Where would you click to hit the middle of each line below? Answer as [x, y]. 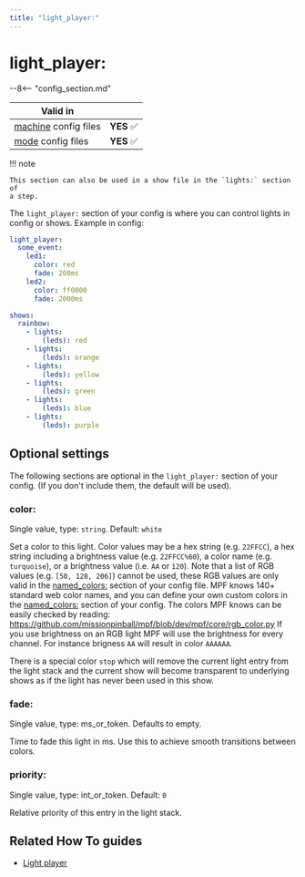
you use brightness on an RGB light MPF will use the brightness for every [147, 634]
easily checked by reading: [60, 614]
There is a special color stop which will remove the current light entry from [149, 661]
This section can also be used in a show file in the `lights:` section [150, 180]
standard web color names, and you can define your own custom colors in [149, 594]
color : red [54, 265]
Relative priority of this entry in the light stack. [96, 812]
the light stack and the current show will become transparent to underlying [149, 670]
